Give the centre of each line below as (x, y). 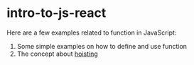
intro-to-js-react (56, 13)
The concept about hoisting (58, 54)
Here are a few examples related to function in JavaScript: (92, 32)
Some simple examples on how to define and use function (102, 46)
